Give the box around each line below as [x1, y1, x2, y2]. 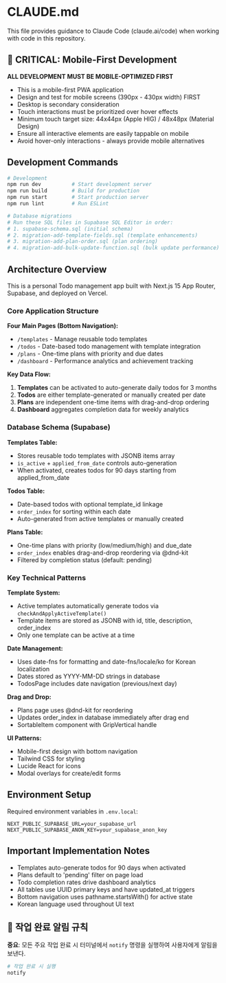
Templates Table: [7, 438, 58, 446]
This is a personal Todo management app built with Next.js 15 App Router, [7, 282, 216, 290]
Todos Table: [7, 487, 45, 495]
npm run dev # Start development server [7, 181, 152, 188]
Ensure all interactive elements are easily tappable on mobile [16, 129, 189, 137]
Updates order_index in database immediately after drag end [16, 713, 190, 721]
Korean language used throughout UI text [16, 900, 135, 908]
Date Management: [7, 644, 63, 652]
